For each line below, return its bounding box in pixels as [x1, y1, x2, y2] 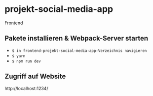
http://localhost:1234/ [4, 85, 48, 91]
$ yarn [11, 53, 26, 58]
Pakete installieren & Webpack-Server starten [4, 34, 149, 43]
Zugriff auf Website [4, 72, 66, 81]
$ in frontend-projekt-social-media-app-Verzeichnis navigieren [11, 48, 147, 53]
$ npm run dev [11, 58, 41, 64]
